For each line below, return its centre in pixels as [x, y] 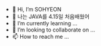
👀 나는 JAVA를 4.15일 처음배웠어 [51, 16]
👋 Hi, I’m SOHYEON [37, 9]
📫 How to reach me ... [40, 37]
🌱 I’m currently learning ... [45, 23]
